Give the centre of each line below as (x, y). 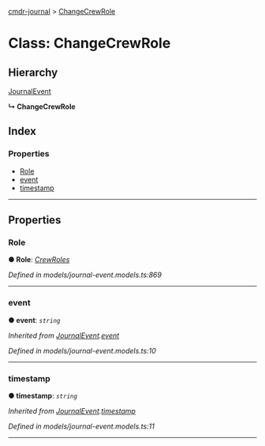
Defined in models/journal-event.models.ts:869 (85, 275)
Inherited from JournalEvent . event (64, 335)
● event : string (34, 320)
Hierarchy (33, 72)
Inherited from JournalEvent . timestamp (72, 410)
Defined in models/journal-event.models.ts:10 (82, 350)
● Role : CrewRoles (39, 260)
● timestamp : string (43, 395)
